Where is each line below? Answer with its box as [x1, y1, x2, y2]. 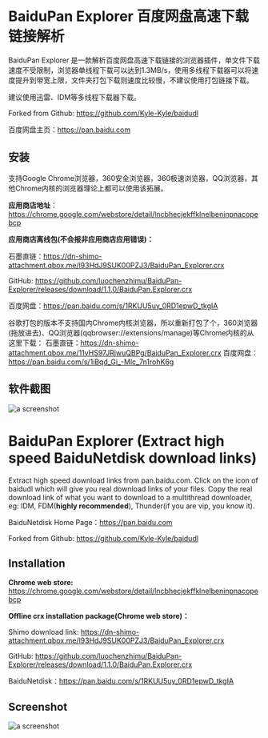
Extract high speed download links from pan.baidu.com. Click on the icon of [8, 475, 258, 485]
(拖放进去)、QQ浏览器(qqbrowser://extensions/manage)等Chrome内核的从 [8, 327, 254, 337]
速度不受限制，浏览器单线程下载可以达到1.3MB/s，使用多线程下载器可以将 [8, 65, 252, 74]
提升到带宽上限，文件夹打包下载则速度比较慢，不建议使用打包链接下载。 [14, 75, 254, 85]
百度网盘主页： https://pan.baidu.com [8, 125, 130, 134]
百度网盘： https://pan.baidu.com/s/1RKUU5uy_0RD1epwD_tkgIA [8, 301, 218, 311]
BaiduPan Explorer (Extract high [8, 431, 225, 450]
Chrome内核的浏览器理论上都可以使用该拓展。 [14, 183, 168, 193]
